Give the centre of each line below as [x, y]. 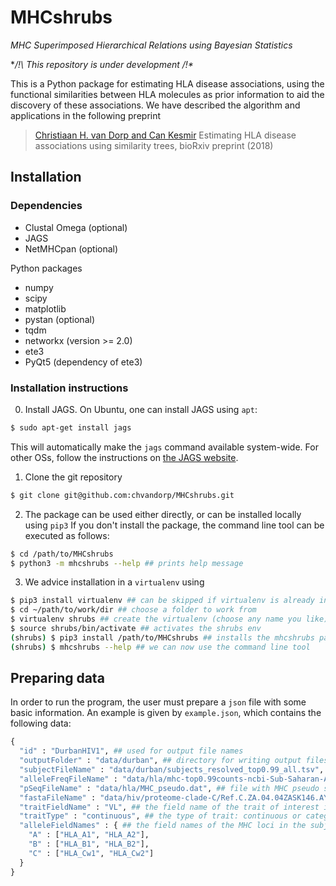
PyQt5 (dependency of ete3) [83, 362]
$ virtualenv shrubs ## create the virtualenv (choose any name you [156, 619]
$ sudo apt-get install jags [71, 427]
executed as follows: [67, 535]
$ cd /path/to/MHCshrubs [62, 554]
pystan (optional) [59, 319]
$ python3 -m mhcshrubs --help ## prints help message [127, 563]
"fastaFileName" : [58, 797]
